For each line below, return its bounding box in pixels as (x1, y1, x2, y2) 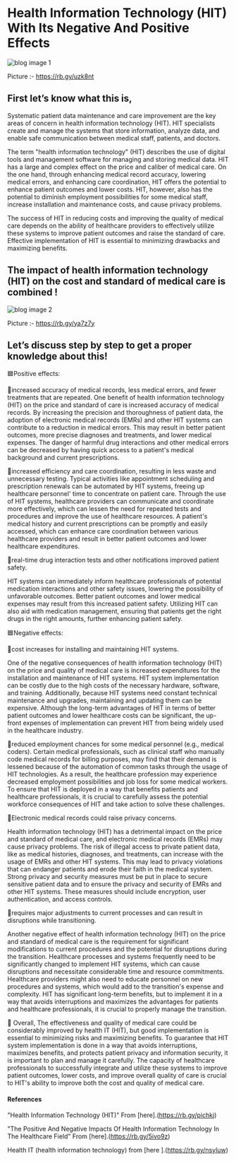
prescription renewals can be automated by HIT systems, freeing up (7, 482, 205, 490)
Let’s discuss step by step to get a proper (7, 339, 192, 351)
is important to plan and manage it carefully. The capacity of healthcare (7, 1056, 215, 1065)
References (7, 1095, 42, 1103)
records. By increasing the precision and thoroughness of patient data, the (7, 408, 224, 417)
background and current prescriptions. (7, 454, 120, 462)
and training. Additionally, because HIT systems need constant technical (7, 689, 217, 697)
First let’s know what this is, (7, 93, 132, 105)
